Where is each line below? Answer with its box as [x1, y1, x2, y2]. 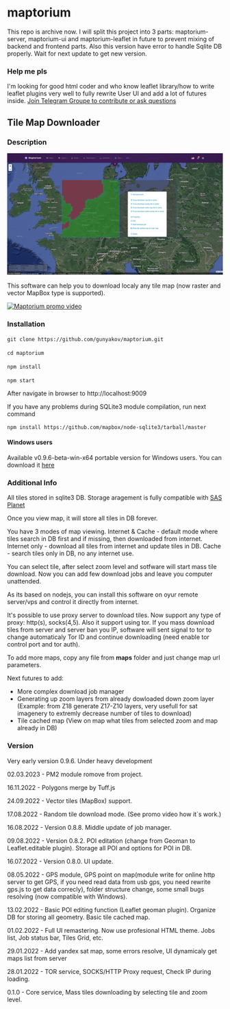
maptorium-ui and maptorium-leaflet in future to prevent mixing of [28, 34, 214, 43]
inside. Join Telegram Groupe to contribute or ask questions [7, 97, 177, 105]
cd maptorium [7, 349, 44, 356]
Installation [7, 319, 46, 329]
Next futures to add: [7, 674, 64, 682]
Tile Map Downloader [7, 117, 101, 128]
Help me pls [7, 67, 48, 76]
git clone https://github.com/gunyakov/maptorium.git [7, 336, 164, 343]
